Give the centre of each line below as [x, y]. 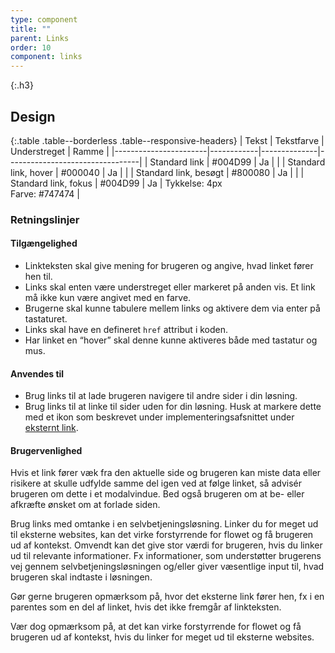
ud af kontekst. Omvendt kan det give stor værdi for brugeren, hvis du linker [166, 545]
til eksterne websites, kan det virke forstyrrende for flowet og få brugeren [162, 535]
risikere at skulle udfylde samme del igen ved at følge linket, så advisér [156, 483]
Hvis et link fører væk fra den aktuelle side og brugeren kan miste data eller [166, 473]
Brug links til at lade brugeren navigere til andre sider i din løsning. [161, 396]
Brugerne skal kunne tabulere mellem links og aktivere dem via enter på [172, 308]
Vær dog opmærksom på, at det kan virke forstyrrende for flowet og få [156, 627]
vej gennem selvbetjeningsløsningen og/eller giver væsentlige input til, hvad [167, 567]
